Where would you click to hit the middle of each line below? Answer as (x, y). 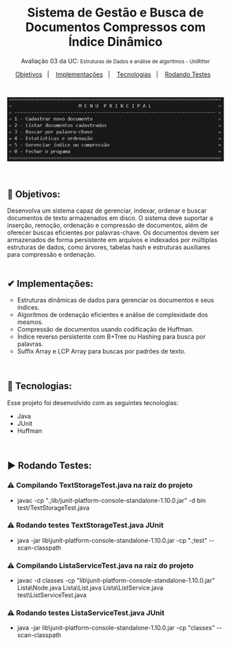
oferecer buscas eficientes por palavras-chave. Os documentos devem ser (113, 233)
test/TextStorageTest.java (53, 508)
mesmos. (30, 322)
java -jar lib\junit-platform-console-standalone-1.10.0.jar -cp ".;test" (112, 540)
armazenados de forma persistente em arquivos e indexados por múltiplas (112, 240)
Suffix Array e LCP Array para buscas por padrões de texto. (101, 352)
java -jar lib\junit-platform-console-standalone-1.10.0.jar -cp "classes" (116, 628)
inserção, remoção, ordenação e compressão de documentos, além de (108, 226)
